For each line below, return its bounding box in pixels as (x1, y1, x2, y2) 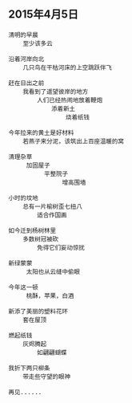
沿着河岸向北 (8, 55, 45, 63)
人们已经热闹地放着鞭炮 (37, 96, 103, 104)
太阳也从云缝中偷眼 (26, 267, 80, 275)
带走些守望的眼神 (22, 372, 70, 381)
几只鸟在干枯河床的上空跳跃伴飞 (22, 63, 113, 71)
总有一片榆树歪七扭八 (22, 202, 82, 210)
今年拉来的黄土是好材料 (8, 128, 74, 136)
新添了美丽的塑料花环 (8, 307, 68, 315)
